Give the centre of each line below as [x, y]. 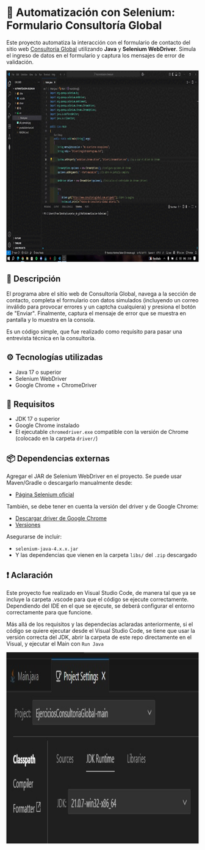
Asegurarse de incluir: [34, 537]
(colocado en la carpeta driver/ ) [56, 438]
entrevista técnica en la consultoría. [51, 338]
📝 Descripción [34, 279]
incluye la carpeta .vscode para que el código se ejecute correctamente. [98, 599]
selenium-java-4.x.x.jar [47, 549]
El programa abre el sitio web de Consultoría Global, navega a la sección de [101, 294]
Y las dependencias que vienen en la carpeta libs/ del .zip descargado [106, 555]
